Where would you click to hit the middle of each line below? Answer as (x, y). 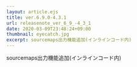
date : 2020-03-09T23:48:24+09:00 (49, 29)
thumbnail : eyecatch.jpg (38, 34)
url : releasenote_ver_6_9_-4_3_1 (49, 23)
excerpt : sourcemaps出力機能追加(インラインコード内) (69, 40)
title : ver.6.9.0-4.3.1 (37, 18)
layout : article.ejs (33, 12)
